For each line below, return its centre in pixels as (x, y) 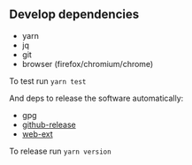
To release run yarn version (61, 151)
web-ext (37, 134)
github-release (49, 124)
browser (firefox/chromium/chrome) (88, 64)
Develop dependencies (74, 15)
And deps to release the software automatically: (96, 98)
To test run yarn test (48, 81)
